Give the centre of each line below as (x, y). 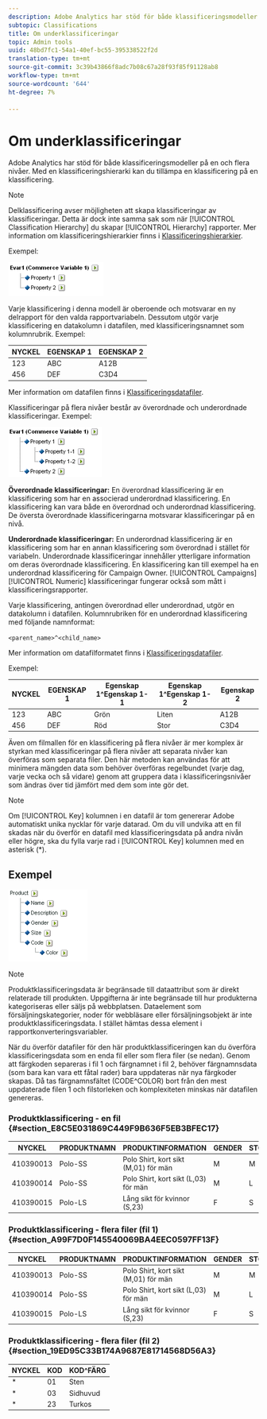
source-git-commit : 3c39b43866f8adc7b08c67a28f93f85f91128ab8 (113, 68)
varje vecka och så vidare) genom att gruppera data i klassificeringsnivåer (130, 777)
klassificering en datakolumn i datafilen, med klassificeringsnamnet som (126, 326)
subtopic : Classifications (53, 25)
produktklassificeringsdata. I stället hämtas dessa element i (105, 1023)
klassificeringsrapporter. (48, 590)
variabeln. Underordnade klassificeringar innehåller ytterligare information (130, 555)
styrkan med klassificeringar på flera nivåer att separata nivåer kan (118, 752)
